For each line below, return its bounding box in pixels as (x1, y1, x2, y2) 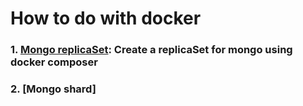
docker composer (10, 55, 98, 69)
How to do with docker (10, 7, 202, 30)
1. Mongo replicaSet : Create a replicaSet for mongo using (10, 43, 293, 57)
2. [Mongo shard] (10, 82, 97, 96)
